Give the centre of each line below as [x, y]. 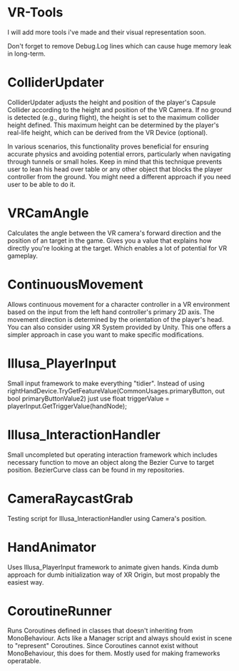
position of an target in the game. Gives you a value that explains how [110, 241]
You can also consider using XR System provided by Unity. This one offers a [119, 327]
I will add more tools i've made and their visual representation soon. [107, 32]
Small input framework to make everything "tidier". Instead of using [106, 383]
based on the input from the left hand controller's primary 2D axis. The [111, 312]
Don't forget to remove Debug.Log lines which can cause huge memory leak [119, 46]
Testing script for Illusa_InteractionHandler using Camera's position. [107, 518]
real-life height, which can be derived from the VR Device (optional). [108, 132]
